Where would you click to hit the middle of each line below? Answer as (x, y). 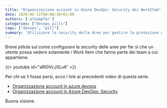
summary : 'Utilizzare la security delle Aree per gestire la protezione (82, 33)
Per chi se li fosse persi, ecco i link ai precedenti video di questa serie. (77, 77)
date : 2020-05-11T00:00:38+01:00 (40, 14)
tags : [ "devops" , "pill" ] (32, 28)
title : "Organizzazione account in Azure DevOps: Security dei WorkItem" (83, 10)
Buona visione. (20, 101)
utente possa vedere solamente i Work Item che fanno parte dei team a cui (82, 52)
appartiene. (17, 57)
